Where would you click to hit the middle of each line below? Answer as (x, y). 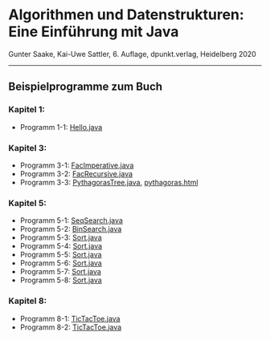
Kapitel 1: (27, 110)
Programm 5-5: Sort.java (61, 255)
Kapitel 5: (27, 203)
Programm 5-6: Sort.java (61, 263)
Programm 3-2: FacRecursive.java (76, 173)
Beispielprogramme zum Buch (86, 87)
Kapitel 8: (28, 301)
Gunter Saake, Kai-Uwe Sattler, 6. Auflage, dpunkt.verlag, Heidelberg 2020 (133, 54)
